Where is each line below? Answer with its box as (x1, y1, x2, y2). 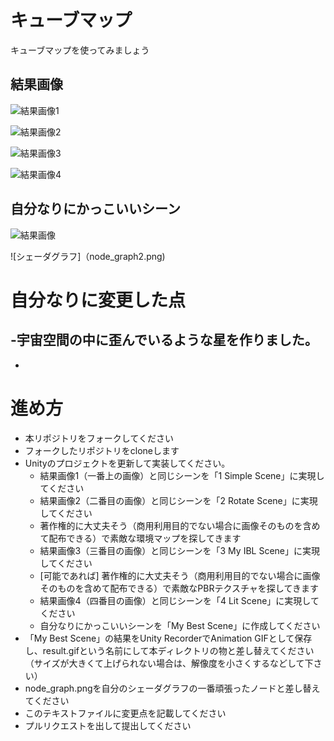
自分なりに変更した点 (10, 289, 187, 311)
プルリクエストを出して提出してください (24, 719, 192, 731)
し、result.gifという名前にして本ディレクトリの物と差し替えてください (24, 644, 315, 656)
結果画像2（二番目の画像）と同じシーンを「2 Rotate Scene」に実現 (39, 494, 318, 506)
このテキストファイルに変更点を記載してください (24, 707, 227, 719)
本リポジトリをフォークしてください (24, 432, 174, 444)
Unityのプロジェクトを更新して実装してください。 (24, 457, 231, 469)
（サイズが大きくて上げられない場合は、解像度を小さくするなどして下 (24, 657, 314, 669)
